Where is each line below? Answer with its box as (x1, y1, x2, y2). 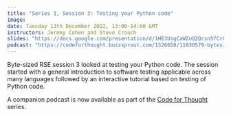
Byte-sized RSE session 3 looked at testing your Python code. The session (7, 61, 219, 68)
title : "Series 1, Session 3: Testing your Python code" (7, 10, 174, 17)
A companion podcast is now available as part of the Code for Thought (7, 96, 208, 103)
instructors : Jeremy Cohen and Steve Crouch (7, 29, 137, 36)
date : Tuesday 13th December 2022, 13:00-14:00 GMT (7, 23, 158, 29)
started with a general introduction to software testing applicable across (7, 68, 211, 76)
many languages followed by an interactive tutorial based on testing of (7, 75, 206, 83)
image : (7, 16, 26, 23)
